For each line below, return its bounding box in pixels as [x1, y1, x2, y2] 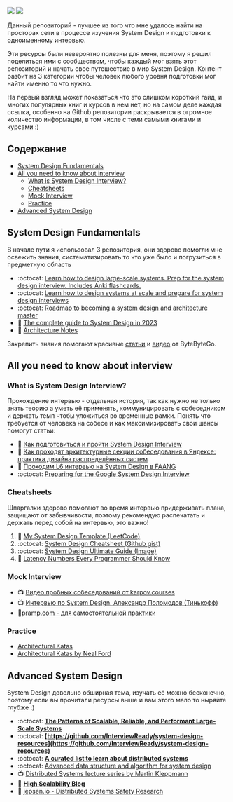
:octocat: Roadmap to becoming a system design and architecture [17, 304, 208, 312]
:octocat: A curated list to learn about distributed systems [17, 754, 189, 763]
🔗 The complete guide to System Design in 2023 [17, 318, 157, 327]
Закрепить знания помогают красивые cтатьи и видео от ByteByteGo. [7, 339, 217, 348]
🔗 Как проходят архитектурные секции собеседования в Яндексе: [17, 447, 216, 456]
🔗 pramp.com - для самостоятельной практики [17, 609, 156, 617]
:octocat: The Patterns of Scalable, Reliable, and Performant [17, 717, 195, 726]
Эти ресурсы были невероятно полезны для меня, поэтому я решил [7, 50, 212, 57]
